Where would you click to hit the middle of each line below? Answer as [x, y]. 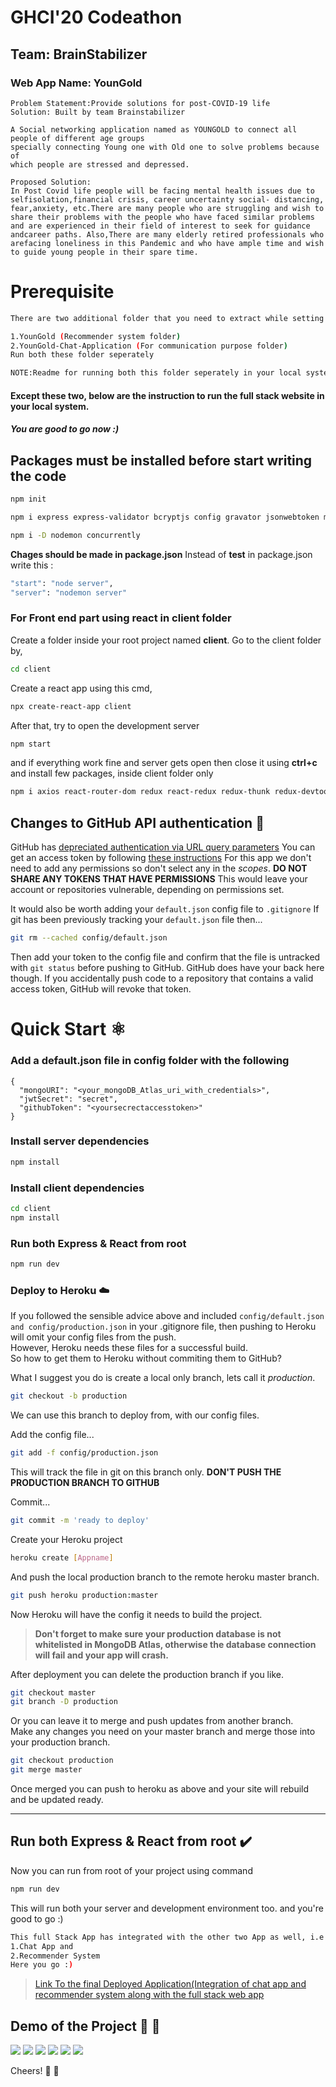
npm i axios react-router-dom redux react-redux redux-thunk [140, 792]
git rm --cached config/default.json [89, 938]
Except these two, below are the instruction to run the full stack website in [167, 395]
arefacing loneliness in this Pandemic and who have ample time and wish [167, 243]
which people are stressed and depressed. [100, 164]
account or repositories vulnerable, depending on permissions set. [147, 890]
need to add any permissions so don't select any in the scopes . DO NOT [159, 868]
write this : [32, 565]
